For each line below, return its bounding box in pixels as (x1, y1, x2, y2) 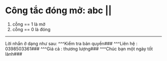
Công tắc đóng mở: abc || (5, 5, 112, 16)
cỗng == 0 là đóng (12, 26, 51, 32)
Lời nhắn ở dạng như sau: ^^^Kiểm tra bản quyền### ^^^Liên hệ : (5, 40, 138, 46)
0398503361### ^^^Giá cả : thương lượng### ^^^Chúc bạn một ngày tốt (5, 46, 153, 52)
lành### (5, 51, 22, 57)
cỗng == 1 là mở (12, 21, 46, 27)
